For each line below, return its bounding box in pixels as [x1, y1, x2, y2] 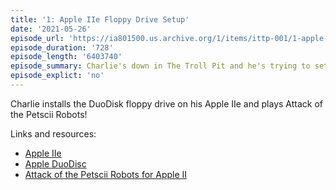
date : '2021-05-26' [10, 24, 92, 34]
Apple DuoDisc [24, 157, 87, 170]
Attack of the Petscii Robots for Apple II [24, 168, 188, 180]
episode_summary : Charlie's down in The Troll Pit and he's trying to [10, 61, 311, 71]
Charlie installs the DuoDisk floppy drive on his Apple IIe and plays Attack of [10, 97, 323, 110]
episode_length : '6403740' [10, 52, 123, 62]
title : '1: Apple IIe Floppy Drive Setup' [10, 14, 190, 25]
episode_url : [10, 33, 65, 43]
